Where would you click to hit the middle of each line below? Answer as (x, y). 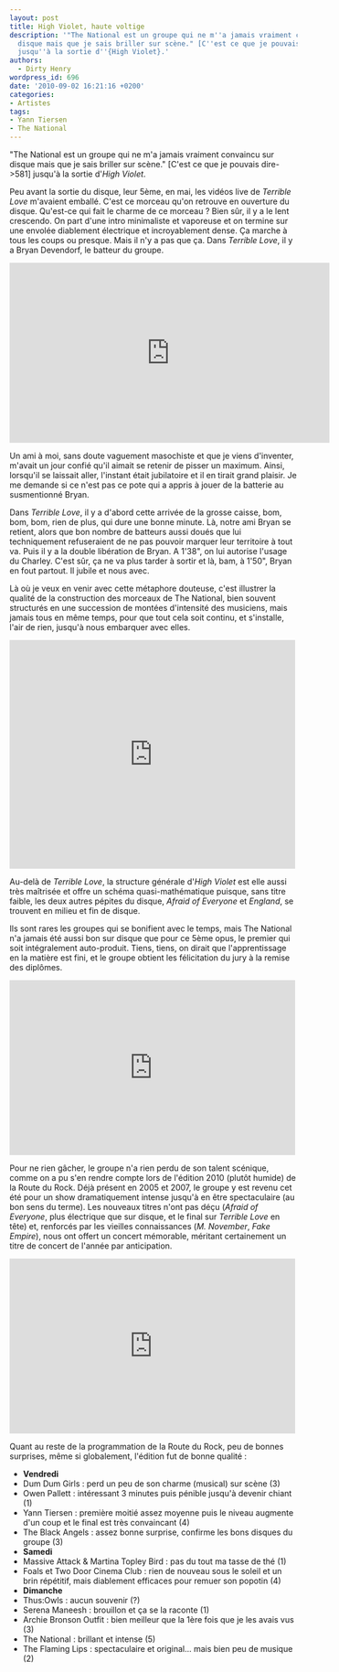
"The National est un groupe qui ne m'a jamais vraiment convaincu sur (142, 155)
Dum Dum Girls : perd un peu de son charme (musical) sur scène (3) (151, 1484)
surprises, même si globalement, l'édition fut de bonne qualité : (128, 1456)
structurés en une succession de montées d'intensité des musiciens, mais (148, 608)
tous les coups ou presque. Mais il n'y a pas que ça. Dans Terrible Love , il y (151, 240)
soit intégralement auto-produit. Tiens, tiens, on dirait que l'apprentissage (148, 948)
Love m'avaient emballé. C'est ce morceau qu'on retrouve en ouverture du (149, 201)
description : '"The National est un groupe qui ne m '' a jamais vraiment (151, 35)
